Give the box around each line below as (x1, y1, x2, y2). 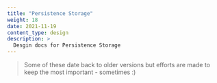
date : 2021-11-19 (7, 23, 57, 29)
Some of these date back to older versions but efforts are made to (23, 61, 211, 69)
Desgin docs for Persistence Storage (13, 42, 121, 49)
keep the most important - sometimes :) (23, 68, 136, 76)
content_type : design (7, 29, 69, 36)
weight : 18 (7, 16, 38, 23)
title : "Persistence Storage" (7, 10, 94, 17)
